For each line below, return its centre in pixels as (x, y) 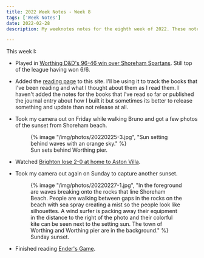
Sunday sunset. (50, 237)
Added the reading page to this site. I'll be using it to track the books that (106, 81)
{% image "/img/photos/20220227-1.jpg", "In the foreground (106, 185)
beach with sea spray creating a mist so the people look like (105, 205)
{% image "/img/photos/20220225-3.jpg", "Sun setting (99, 137)
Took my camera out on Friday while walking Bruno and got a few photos (106, 119)
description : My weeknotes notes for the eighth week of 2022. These (96, 29)
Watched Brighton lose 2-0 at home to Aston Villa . (78, 162)
